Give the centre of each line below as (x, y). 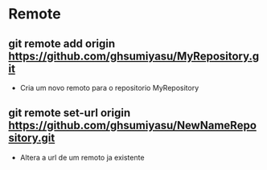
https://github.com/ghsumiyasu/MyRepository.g (134, 56)
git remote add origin (62, 44)
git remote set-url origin (70, 113)
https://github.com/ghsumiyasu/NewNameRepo (133, 125)
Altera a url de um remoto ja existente (82, 157)
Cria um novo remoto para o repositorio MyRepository (109, 88)
